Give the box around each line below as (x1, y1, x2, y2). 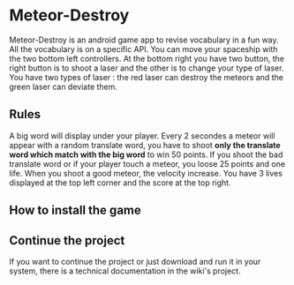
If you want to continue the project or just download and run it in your (9, 256, 261, 266)
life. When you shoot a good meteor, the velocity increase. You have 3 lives (9, 168, 283, 178)
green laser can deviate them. (9, 81, 117, 92)
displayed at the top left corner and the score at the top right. (9, 177, 231, 188)
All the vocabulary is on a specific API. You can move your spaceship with (9, 43, 278, 54)
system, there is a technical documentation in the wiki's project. (9, 266, 241, 276)
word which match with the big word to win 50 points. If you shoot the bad (9, 149, 283, 160)
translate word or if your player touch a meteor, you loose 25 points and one (9, 158, 285, 169)
